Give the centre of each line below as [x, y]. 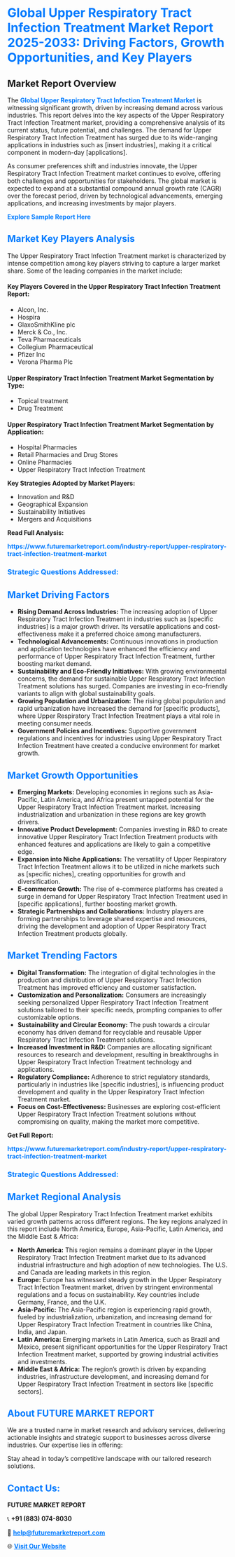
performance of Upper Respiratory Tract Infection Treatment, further [116, 656]
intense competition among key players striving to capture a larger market [114, 263]
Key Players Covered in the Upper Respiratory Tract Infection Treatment [114, 287]
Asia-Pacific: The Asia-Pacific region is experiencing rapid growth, [114, 1310]
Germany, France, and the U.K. [62, 1302]
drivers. [28, 822]
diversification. [39, 881]
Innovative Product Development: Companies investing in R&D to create [122, 829]
